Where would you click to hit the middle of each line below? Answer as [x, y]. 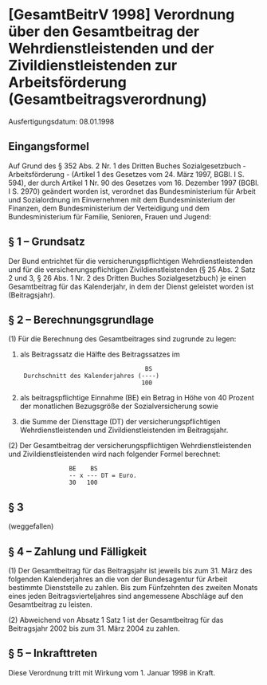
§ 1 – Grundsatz [47, 242]
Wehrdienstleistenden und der [111, 49]
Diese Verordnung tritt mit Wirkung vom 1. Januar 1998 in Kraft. [112, 672]
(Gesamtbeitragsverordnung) [108, 99]
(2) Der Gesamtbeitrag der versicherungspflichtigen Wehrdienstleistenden [130, 446]
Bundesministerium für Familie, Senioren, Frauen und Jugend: [110, 216]
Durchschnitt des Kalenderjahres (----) [92, 376]
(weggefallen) [31, 526]
